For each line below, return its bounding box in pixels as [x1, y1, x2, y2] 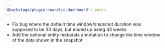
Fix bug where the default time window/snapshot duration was [12, 21, 141, 27]
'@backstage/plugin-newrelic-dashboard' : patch [5, 7, 106, 12]
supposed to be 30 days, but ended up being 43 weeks [12, 26, 127, 32]
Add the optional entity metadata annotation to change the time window [12, 31, 160, 37]
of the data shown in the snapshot [12, 37, 83, 43]
